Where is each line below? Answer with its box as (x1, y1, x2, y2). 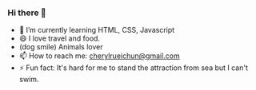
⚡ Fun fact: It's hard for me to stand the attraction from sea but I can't (18, 63, 249, 72)
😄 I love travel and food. (18, 33, 101, 43)
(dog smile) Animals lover (18, 42, 103, 52)
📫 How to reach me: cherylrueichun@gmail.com (18, 51, 181, 61)
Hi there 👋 (7, 7, 47, 18)
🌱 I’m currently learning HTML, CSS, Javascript (18, 25, 175, 35)
